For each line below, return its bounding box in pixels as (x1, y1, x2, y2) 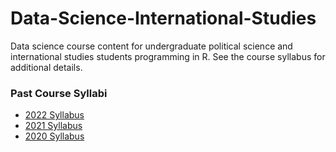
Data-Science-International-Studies (10, 7, 317, 30)
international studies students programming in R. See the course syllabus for (10, 50, 326, 62)
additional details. (10, 61, 83, 73)
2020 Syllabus (24, 130, 85, 142)
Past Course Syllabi (10, 86, 108, 100)
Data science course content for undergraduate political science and (10, 40, 293, 52)
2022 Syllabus (24, 109, 85, 121)
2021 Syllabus (24, 120, 83, 132)
